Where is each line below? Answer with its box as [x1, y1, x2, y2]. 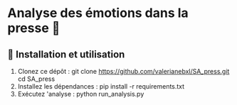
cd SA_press [17, 74, 56, 83]
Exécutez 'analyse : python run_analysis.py [17, 90, 144, 98]
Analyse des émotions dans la [7, 5, 189, 21]
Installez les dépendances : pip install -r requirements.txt [17, 82, 185, 90]
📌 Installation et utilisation [7, 48, 125, 60]
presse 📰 [7, 20, 60, 36]
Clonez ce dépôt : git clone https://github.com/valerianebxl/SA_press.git [17, 67, 230, 75]
